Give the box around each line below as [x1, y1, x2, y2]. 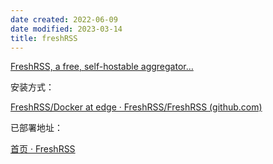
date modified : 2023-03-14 [10, 24, 123, 34]
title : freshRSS [10, 33, 78, 43]
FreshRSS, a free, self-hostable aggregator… [10, 61, 194, 73]
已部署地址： [10, 122, 63, 134]
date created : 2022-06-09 [10, 14, 118, 25]
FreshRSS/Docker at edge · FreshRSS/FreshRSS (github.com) [10, 101, 263, 113]
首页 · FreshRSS [10, 143, 76, 155]
